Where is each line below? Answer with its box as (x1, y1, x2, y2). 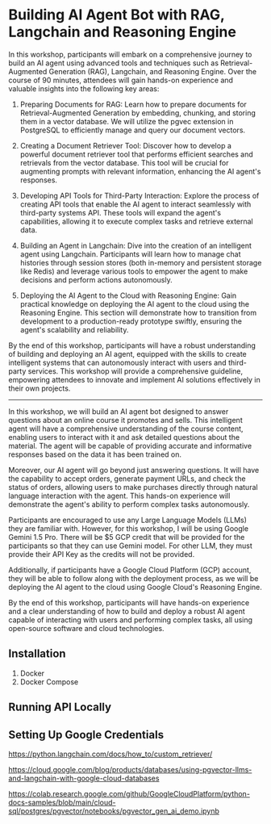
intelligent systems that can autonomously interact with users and (8, 358, 227, 367)
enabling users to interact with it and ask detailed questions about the (8, 432, 240, 441)
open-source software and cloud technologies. (8, 623, 165, 633)
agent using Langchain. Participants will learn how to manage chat (19, 249, 241, 259)
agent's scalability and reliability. (19, 324, 129, 334)
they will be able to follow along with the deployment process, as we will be (8, 573, 259, 583)
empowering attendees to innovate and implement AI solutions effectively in (8, 374, 261, 384)
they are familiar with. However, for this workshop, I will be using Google (8, 523, 248, 533)
